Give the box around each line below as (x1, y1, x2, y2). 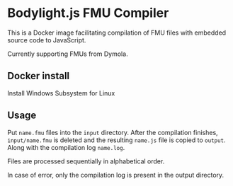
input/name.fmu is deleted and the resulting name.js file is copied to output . (7, 136, 226, 144)
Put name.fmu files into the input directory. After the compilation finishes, (7, 128, 218, 136)
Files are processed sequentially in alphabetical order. (7, 157, 165, 165)
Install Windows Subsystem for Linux (7, 88, 115, 97)
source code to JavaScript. (7, 35, 86, 44)
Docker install (7, 70, 70, 82)
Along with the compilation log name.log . (7, 143, 125, 151)
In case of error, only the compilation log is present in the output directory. (7, 170, 225, 179)
